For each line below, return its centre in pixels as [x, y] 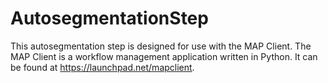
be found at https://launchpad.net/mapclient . [102, 67]
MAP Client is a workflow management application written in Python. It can [164, 56]
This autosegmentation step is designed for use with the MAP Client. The [161, 46]
